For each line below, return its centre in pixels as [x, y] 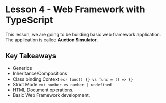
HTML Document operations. [43, 90]
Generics [22, 68]
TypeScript [29, 20]
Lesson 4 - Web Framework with [75, 9]
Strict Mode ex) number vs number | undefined [62, 84]
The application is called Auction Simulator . [52, 40]
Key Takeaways [31, 56]
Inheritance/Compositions [40, 73]
